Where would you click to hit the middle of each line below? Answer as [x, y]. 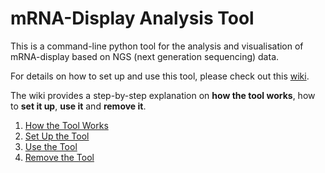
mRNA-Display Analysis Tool [132, 18]
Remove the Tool [59, 157]
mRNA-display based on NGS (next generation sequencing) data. [145, 56]
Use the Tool [51, 146]
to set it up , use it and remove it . [78, 106]
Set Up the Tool [57, 136]
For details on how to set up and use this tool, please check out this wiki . [160, 76]
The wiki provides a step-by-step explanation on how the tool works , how [163, 95]
